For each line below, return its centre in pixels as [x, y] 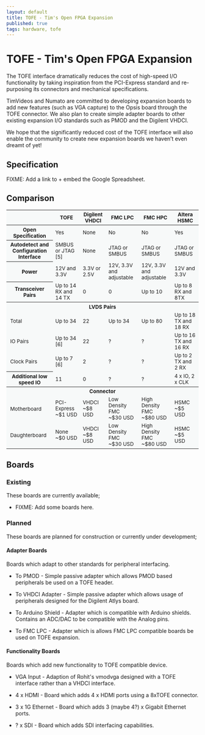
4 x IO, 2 [185, 376]
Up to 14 [66, 285]
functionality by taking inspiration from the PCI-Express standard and [93, 82]
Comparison [31, 198]
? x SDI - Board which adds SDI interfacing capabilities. [85, 725]
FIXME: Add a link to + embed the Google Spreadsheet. [76, 179]
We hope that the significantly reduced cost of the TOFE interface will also [100, 133]
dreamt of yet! [24, 145]
